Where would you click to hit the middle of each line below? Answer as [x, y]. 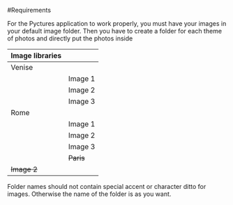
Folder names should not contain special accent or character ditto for [107, 187]
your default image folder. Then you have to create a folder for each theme [114, 31]
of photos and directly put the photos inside [70, 38]
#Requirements [29, 10]
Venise [22, 67]
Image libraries [36, 55]
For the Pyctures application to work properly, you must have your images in [117, 23]
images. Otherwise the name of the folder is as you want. [89, 194]
